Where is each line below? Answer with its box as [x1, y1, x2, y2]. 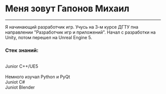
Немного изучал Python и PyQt [5, 74, 70, 80]
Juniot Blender [5, 85, 35, 91]
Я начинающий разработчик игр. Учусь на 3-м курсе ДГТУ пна [5, 24, 138, 30]
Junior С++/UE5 [5, 63, 39, 69]
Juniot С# [5, 79, 25, 85]
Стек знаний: [5, 47, 39, 53]
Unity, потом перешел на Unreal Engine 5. [5, 34, 92, 40]
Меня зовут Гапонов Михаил [5, 3, 129, 14]
